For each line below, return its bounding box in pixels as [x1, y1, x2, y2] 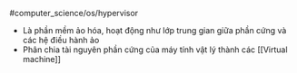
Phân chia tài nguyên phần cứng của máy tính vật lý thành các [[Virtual [22, 44, 288, 55]
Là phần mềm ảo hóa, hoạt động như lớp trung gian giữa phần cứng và [22, 25, 287, 35]
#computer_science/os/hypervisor [9, 8, 139, 18]
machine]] [22, 54, 62, 64]
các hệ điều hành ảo [22, 35, 100, 45]
